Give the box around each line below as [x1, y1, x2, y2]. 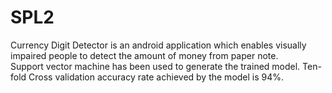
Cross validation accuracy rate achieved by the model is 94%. [28, 71, 285, 83]
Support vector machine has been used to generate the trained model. [10, 60, 301, 72]
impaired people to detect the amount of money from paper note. [10, 49, 279, 61]
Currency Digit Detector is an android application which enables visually [10, 39, 307, 51]
